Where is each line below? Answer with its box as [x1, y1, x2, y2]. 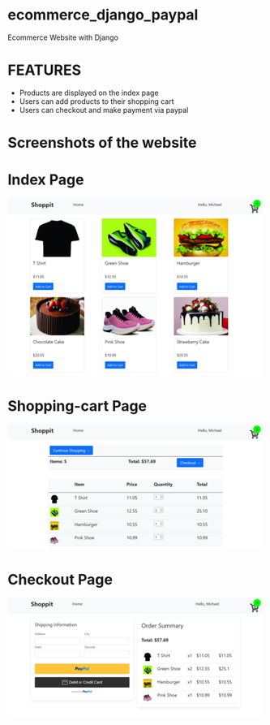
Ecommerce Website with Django [7, 32, 119, 42]
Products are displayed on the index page [19, 88, 159, 97]
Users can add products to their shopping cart [19, 96, 174, 106]
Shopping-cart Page [7, 396, 148, 415]
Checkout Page [7, 570, 113, 589]
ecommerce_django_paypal [7, 6, 199, 24]
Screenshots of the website [7, 134, 197, 152]
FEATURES [7, 61, 82, 80]
